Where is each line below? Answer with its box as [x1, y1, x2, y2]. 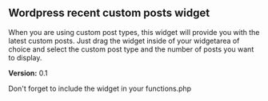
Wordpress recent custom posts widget [8, 6, 210, 20]
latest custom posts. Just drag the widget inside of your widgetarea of [8, 36, 240, 45]
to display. [8, 52, 42, 62]
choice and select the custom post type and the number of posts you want [8, 44, 254, 54]
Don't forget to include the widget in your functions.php [8, 84, 192, 93]
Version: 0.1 [8, 68, 48, 78]
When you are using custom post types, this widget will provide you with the [8, 27, 260, 37]
